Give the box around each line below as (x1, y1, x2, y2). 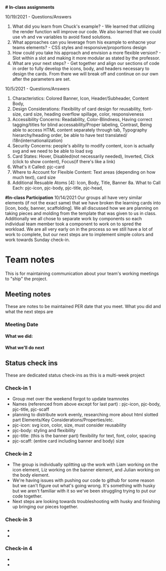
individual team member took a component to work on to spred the (5, 221, 142, 227)
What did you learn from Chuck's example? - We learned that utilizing (12, 23, 155, 29)
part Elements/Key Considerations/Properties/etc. (12, 417, 114, 423)
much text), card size (12, 175, 56, 180)
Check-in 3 (5, 516, 32, 523)
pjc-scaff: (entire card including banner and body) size (12, 438, 124, 444)
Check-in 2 (5, 450, 32, 457)
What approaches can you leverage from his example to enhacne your (12, 39, 156, 45)
